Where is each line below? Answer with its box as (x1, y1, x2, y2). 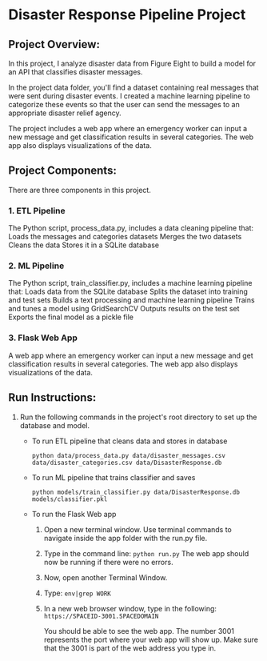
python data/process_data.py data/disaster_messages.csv (31, 451, 226, 459)
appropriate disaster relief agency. (8, 108, 122, 118)
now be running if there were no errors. (43, 557, 173, 567)
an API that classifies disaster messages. (8, 67, 143, 77)
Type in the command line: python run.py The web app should (43, 548, 249, 558)
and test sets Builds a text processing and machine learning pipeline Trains (8, 295, 255, 305)
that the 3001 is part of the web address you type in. (43, 643, 217, 653)
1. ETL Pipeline (8, 205, 66, 216)
